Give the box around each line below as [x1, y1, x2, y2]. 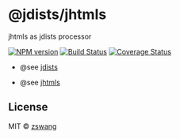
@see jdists [19, 62, 58, 72]
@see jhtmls [19, 77, 61, 87]
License [8, 100, 48, 114]
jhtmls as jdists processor [8, 32, 92, 41]
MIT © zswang [8, 121, 57, 131]
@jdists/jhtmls [8, 6, 107, 24]
